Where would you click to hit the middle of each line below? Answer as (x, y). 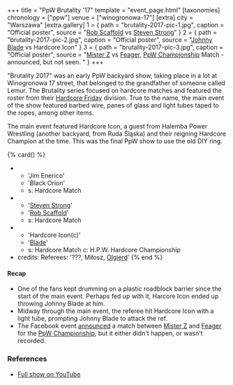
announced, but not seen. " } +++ (55, 62)
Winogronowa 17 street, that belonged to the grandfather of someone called (116, 83)
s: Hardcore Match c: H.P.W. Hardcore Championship (104, 250)
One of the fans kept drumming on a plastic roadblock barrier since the (119, 289)
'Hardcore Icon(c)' (54, 235)
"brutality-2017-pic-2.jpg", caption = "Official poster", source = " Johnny (110, 40)
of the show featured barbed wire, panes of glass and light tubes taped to (113, 105)
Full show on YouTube (49, 374)
